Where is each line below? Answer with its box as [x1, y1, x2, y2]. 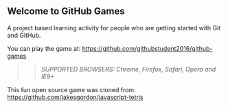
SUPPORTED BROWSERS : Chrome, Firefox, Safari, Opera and [41, 65, 216, 73]
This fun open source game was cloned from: [7, 85, 136, 94]
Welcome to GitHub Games [7, 6, 125, 17]
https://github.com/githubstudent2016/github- [82, 44, 213, 52]
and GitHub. [7, 31, 41, 39]
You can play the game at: [7, 44, 81, 52]
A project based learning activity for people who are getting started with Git [7, 23, 221, 32]
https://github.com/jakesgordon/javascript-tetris [7, 93, 144, 101]
